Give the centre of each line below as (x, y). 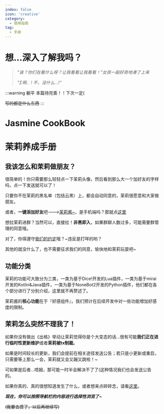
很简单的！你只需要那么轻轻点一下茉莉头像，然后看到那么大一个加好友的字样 (82, 179)
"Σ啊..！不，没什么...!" (39, 82)
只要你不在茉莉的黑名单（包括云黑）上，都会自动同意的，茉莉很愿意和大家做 (82, 196)
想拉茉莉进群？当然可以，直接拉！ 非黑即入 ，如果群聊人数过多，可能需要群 (80, 223)
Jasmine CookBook (45, 123)
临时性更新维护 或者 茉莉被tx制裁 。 (43, 343)
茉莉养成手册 (31, 147)
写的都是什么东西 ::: (25, 103)
